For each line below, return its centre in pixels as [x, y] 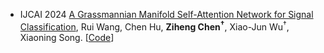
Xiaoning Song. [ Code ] [67, 37]
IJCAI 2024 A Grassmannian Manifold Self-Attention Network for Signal [166, 14]
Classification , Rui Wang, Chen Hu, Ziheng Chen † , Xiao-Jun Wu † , [154, 26]
